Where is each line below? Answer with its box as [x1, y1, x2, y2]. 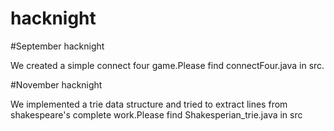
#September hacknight [10, 40, 105, 52]
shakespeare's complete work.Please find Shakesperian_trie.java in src [10, 108, 303, 121]
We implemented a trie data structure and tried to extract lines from [10, 98, 288, 110]
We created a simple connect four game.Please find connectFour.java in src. [10, 59, 325, 71]
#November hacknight [10, 78, 103, 91]
